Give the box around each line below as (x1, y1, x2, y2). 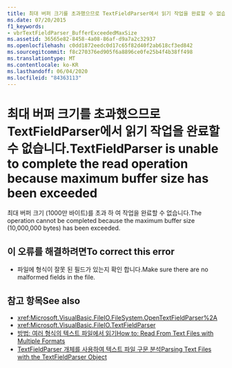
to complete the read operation (7, 156, 188, 171)
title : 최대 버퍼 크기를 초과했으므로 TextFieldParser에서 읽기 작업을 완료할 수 (7, 10, 214, 17)
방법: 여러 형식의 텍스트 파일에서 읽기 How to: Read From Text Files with (17, 329, 214, 337)
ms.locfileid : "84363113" (7, 74, 81, 81)
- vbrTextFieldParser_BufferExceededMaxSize (7, 29, 137, 37)
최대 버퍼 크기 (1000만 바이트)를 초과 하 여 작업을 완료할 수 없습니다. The (7, 209, 202, 217)
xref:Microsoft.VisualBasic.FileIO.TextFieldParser (17, 320, 156, 329)
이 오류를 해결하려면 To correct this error (7, 246, 175, 258)
